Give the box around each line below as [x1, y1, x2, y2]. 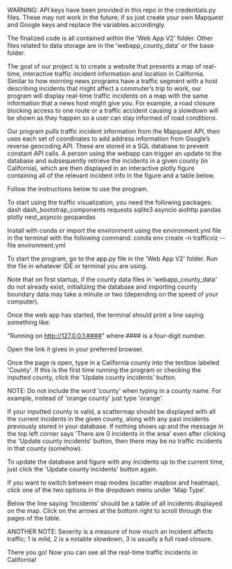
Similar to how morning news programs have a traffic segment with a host [7, 77, 218, 85]
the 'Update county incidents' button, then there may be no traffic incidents [7, 437, 223, 445]
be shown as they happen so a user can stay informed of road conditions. [7, 114, 218, 122]
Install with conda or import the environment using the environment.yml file [7, 227, 222, 234]
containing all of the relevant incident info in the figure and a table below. [7, 171, 215, 180]
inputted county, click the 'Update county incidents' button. [7, 374, 177, 381]
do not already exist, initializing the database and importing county [7, 283, 197, 290]
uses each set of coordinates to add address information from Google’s [7, 134, 211, 143]
